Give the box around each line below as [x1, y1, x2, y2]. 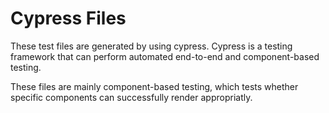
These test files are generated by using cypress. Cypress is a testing [10, 40, 293, 52]
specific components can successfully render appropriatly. [10, 91, 253, 103]
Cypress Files [10, 7, 127, 30]
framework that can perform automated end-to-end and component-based [10, 50, 320, 62]
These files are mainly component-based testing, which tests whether [10, 80, 299, 92]
